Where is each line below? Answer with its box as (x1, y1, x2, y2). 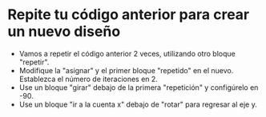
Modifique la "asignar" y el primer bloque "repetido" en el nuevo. (18, 65, 234, 75)
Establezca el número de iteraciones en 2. (18, 74, 158, 84)
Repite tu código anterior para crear (7, 6, 250, 24)
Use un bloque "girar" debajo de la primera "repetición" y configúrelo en (18, 82, 259, 92)
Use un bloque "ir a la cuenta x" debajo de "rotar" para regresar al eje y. (18, 99, 257, 109)
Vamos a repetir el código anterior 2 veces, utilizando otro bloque (18, 49, 236, 58)
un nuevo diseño (7, 22, 121, 41)
